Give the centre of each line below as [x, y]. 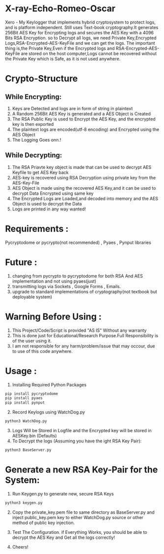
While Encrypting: [33, 97]
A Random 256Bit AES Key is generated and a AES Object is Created [82, 114]
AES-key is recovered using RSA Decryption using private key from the [84, 177]
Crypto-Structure [41, 79]
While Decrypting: [34, 155]
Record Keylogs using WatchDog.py [48, 412]
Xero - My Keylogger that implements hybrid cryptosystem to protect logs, [80, 22]
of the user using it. [32, 341]
